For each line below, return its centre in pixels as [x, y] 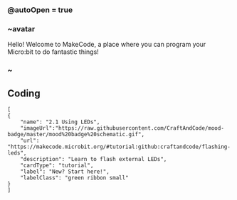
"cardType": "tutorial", [57, 165]
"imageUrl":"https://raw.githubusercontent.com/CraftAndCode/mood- [122, 128]
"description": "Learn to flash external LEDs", [94, 159]
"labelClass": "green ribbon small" [75, 178]
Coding [24, 93]
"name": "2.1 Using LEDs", [60, 122]
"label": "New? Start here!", [65, 172]
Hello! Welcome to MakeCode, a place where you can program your [107, 45]
